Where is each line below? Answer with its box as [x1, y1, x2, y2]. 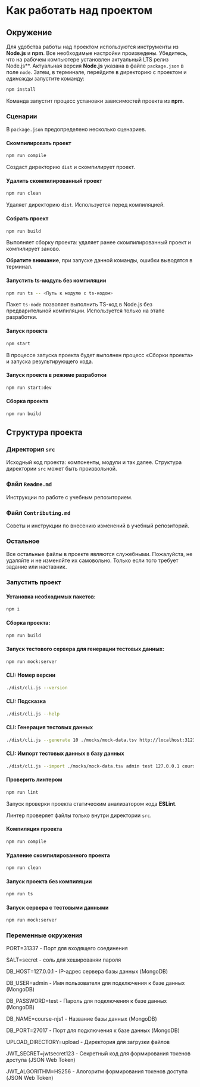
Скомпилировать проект [6, 139, 71, 146]
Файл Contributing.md [6, 508, 71, 517]
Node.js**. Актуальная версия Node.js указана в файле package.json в [6, 62, 184, 69]
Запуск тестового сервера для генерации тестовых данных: [6, 645, 165, 652]
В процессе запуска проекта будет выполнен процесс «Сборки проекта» [6, 351, 193, 358]
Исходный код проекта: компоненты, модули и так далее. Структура [6, 459, 182, 466]
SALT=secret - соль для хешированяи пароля [6, 956, 121, 963]
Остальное [6, 537, 40, 545]
